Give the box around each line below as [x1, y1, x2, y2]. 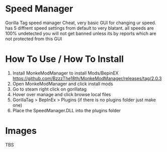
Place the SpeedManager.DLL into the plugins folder [12, 107, 121, 113]
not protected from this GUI [5, 36, 62, 42]
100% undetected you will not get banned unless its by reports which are [5, 30, 156, 36]
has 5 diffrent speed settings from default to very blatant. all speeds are [5, 25, 154, 31]
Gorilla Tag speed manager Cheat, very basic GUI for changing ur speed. [5, 20, 156, 26]
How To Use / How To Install [5, 53, 124, 65]
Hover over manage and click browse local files [12, 91, 111, 97]
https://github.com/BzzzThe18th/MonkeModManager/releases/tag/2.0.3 [12, 75, 162, 81]
